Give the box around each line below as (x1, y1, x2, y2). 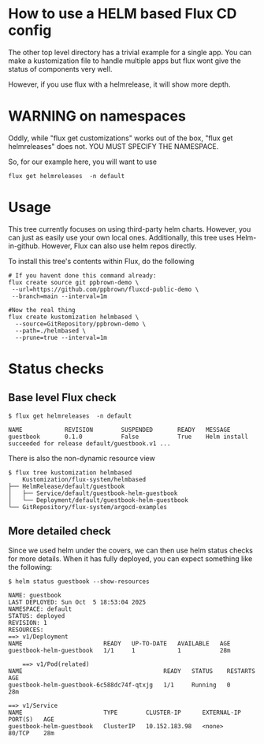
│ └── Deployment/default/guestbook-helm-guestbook (8, 496, 189, 504)
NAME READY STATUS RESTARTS (8, 667, 256, 675)
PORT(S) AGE (8, 715, 55, 724)
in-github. (8, 241, 40, 251)
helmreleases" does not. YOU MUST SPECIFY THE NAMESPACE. (8, 141, 219, 151)
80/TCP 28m (8, 729, 55, 737)
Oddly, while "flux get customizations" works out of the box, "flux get (8, 133, 233, 143)
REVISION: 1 (8, 619, 47, 627)
